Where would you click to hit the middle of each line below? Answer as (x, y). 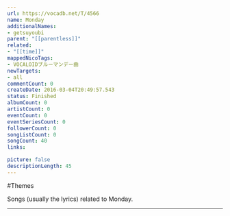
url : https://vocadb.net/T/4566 (53, 13)
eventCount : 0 (27, 115)
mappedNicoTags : (30, 58)
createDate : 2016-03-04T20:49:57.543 (61, 90)
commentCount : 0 (30, 84)
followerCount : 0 (32, 128)
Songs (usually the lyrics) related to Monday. (70, 199)
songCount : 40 (27, 141)
